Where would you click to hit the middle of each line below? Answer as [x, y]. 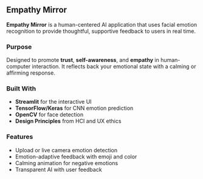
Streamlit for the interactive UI [53, 102]
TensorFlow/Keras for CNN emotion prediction [74, 108]
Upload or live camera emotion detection [66, 150]
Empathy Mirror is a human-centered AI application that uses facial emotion [102, 24]
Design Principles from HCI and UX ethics [68, 121]
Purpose [19, 47]
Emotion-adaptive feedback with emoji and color [76, 157]
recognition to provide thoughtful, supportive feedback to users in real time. [101, 31]
